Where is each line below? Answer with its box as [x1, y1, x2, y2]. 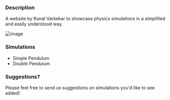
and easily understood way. [5, 21, 63, 27]
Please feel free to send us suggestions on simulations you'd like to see [5, 84, 155, 90]
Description [5, 4, 35, 11]
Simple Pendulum [12, 55, 50, 61]
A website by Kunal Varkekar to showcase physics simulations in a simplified [5, 16, 165, 22]
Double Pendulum [12, 60, 50, 66]
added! [5, 90, 20, 96]
